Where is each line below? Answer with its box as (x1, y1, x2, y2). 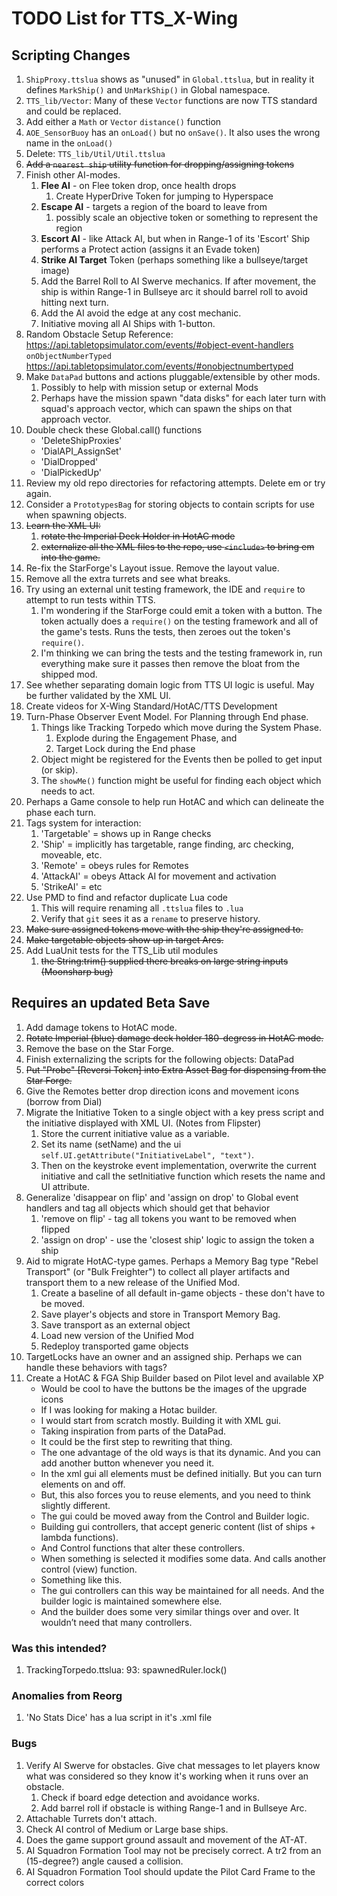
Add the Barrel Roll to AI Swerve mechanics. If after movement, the (40, 275, 317, 287)
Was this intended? (11, 1641, 108, 1655)
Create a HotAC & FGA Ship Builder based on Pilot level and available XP (25, 1372, 324, 1384)
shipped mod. (40, 668, 98, 680)
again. (25, 488, 52, 499)
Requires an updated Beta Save (11, 995, 211, 1012)
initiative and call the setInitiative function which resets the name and (40, 1170, 326, 1182)
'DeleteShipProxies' (40, 435, 123, 446)
